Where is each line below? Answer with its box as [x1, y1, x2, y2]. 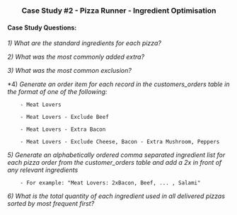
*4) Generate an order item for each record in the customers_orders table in [7, 80, 230, 88]
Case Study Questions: [7, 23, 77, 32]
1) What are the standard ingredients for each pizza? [7, 39, 161, 47]
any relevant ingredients [7, 165, 79, 175]
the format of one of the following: [7, 88, 108, 96]
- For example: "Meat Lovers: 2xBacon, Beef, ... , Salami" [20, 180, 201, 187]
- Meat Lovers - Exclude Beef [20, 114, 110, 121]
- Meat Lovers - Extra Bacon [20, 126, 106, 133]
